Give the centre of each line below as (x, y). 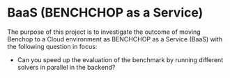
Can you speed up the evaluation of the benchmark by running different (120, 59)
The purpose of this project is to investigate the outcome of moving (104, 32)
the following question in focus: (52, 46)
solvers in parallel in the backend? (66, 67)
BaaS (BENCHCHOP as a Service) (105, 13)
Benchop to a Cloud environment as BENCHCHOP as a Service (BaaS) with (115, 39)
